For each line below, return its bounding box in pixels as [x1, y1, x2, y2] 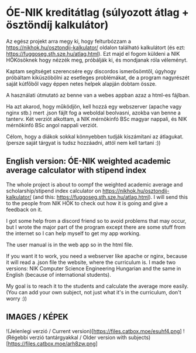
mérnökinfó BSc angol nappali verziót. [6, 121, 98, 128]
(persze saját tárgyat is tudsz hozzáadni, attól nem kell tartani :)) [6, 139, 161, 146]
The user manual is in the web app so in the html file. [6, 241, 133, 248]
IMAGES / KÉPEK [6, 312, 68, 322]
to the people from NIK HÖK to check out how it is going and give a [6, 199, 168, 206]
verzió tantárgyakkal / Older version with [29, 334, 128, 341]
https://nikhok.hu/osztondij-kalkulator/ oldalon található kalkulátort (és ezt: [6, 44, 185, 51]
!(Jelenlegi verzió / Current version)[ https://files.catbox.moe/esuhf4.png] [6, 327, 183, 334]
